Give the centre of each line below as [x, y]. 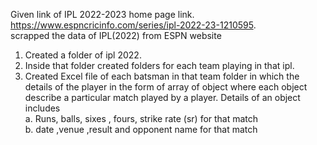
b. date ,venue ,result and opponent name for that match [141, 129]
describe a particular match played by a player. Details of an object [162, 97]
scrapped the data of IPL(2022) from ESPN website [116, 35]
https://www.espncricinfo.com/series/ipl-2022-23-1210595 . [133, 25]
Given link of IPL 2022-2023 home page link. [102, 14]
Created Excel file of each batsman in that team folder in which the [162, 76]
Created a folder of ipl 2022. [83, 55]
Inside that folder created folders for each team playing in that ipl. [159, 65]
